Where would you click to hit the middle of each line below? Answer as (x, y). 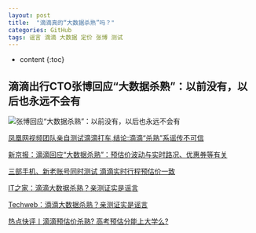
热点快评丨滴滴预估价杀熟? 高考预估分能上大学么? (88, 221)
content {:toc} (42, 60)
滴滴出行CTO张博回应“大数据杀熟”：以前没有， (123, 86)
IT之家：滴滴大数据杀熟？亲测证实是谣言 (73, 188)
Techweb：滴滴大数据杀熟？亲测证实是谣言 (78, 205)
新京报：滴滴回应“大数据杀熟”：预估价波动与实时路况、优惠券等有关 (118, 155)
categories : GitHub (40, 30)
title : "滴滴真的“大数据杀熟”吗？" (62, 23)
